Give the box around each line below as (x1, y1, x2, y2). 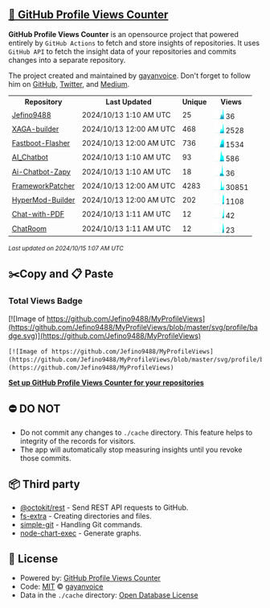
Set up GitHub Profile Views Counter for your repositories (8, 378, 205, 387)
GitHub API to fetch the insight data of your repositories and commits (8, 46, 237, 56)
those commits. (19, 453, 72, 463)
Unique (182, 97, 207, 107)
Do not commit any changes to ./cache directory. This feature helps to (19, 428, 253, 437)
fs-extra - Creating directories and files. (19, 511, 152, 521)
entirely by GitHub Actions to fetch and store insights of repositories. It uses (8, 38, 260, 48)
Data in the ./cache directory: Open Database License (19, 590, 198, 600)
